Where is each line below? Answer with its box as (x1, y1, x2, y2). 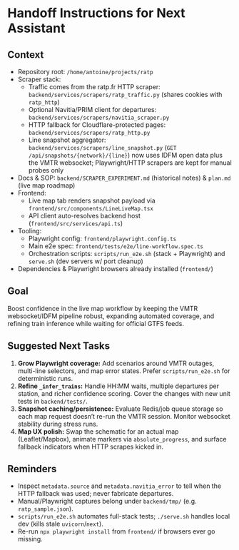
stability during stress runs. (17, 419, 98, 428)
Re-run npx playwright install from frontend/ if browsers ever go (17, 527, 215, 536)
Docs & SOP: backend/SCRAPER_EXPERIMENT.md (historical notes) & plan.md (17, 173, 231, 182)
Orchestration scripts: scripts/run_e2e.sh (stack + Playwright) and (28, 250, 225, 258)
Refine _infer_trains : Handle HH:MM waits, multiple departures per (17, 382, 220, 390)
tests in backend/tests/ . (17, 397, 88, 405)
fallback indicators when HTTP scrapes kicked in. (17, 442, 164, 451)
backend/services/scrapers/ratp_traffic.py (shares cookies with (28, 91, 223, 98)
